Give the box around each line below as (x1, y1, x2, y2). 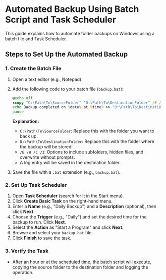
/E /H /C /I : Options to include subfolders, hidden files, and (19, 149, 144, 155)
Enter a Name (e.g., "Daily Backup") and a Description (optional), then (12, 204, 157, 210)
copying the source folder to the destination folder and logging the (12, 264, 149, 270)
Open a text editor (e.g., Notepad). (12, 76, 83, 82)
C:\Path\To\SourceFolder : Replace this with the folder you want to (19, 128, 155, 134)
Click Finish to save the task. (12, 235, 72, 241)
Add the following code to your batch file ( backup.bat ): (12, 86, 124, 92)
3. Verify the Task (5, 247, 49, 254)
